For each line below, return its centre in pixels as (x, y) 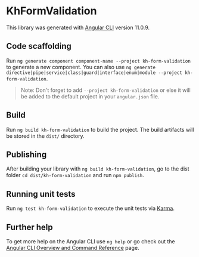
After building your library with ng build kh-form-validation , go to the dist (98, 169)
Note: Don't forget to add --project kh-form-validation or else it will (105, 90)
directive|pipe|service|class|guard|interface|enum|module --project (94, 73)
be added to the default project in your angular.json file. (90, 96)
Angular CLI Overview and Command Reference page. (73, 248)
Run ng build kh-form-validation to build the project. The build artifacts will (100, 129)
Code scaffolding (39, 46)
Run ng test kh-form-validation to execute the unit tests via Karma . (90, 208)
